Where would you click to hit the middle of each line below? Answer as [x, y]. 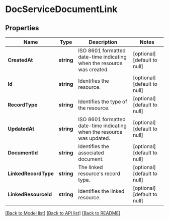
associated [91, 153]
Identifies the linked [101, 191]
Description [103, 42]
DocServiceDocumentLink [61, 9]
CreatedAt [20, 60]
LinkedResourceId [30, 194]
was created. [93, 69]
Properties [22, 28]
